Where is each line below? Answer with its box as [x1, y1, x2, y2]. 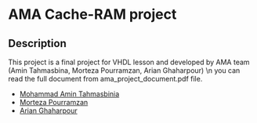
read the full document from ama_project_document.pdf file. [8, 74, 203, 83]
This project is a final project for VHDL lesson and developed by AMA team [8, 57, 250, 67]
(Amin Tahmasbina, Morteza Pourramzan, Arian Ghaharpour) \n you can [8, 66, 241, 75]
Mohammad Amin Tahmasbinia [19, 89, 120, 99]
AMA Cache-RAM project [8, 5, 177, 24]
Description [8, 37, 67, 50]
